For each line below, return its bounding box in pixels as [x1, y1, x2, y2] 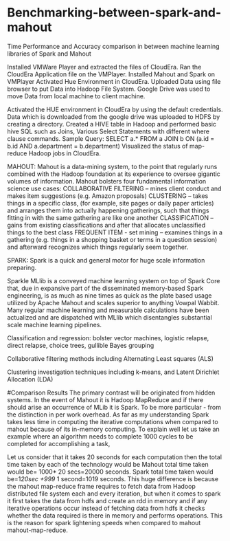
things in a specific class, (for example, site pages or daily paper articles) [7, 199, 214, 207]
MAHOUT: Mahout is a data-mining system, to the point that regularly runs [7, 162, 218, 170]
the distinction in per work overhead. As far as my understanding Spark [7, 410, 209, 419]
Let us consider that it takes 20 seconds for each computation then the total [7, 452, 222, 461]
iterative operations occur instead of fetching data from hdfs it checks [7, 504, 205, 512]
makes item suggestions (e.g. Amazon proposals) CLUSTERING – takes [7, 191, 209, 200]
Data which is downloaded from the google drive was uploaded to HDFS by [7, 112, 220, 121]
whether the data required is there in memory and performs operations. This [7, 511, 223, 520]
